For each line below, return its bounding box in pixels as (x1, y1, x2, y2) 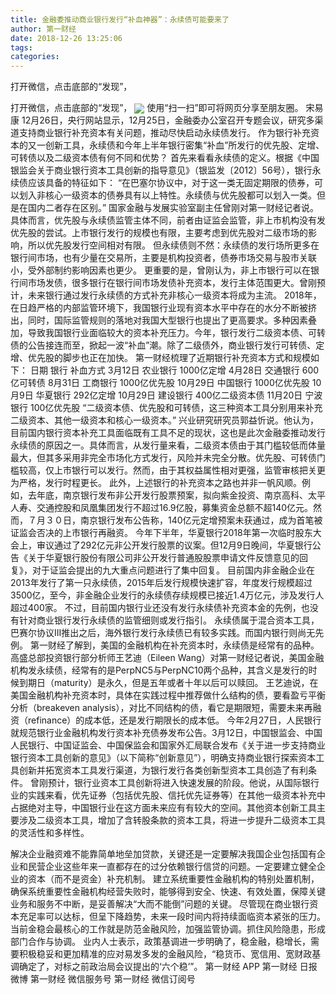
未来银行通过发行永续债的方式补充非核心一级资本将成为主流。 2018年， (27, 289, 322, 301)
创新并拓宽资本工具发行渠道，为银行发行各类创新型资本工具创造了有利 (18, 764, 308, 776)
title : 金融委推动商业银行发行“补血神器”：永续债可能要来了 (10, 14, 230, 25)
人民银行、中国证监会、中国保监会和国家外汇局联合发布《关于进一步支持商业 (10, 739, 326, 751)
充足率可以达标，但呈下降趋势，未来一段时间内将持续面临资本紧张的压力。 (18, 911, 326, 923)
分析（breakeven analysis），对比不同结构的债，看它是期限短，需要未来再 (10, 702, 313, 714)
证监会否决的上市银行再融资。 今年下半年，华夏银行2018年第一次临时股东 (10, 527, 313, 539)
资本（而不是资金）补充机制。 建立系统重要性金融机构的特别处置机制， (27, 873, 320, 885)
